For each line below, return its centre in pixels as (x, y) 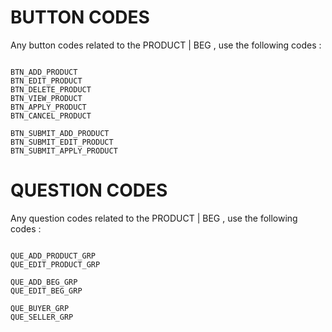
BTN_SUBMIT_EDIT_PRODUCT (62, 142)
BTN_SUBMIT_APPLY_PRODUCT (64, 151)
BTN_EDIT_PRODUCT (46, 81)
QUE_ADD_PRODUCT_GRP (53, 256)
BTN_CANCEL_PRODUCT (51, 116)
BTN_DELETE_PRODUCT (51, 89)
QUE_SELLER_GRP (42, 317)
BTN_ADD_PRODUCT (44, 72)
